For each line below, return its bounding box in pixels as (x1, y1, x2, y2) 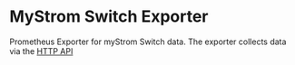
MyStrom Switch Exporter (9, 6, 209, 27)
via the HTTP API (9, 45, 74, 56)
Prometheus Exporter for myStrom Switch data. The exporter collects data (9, 36, 287, 47)
